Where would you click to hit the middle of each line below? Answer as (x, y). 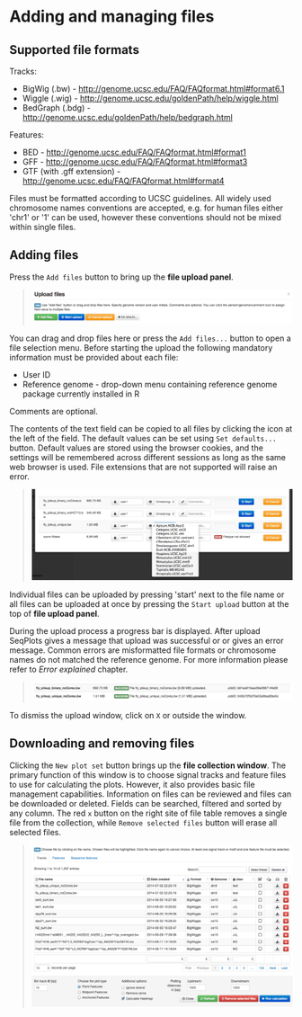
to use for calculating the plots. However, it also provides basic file (132, 784)
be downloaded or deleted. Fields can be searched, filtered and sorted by (146, 803)
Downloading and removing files (102, 744)
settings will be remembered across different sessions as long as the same (147, 457)
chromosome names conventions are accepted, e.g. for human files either (146, 208)
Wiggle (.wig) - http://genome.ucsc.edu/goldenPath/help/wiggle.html (150, 98)
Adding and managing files (112, 17)
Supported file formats (74, 50)
